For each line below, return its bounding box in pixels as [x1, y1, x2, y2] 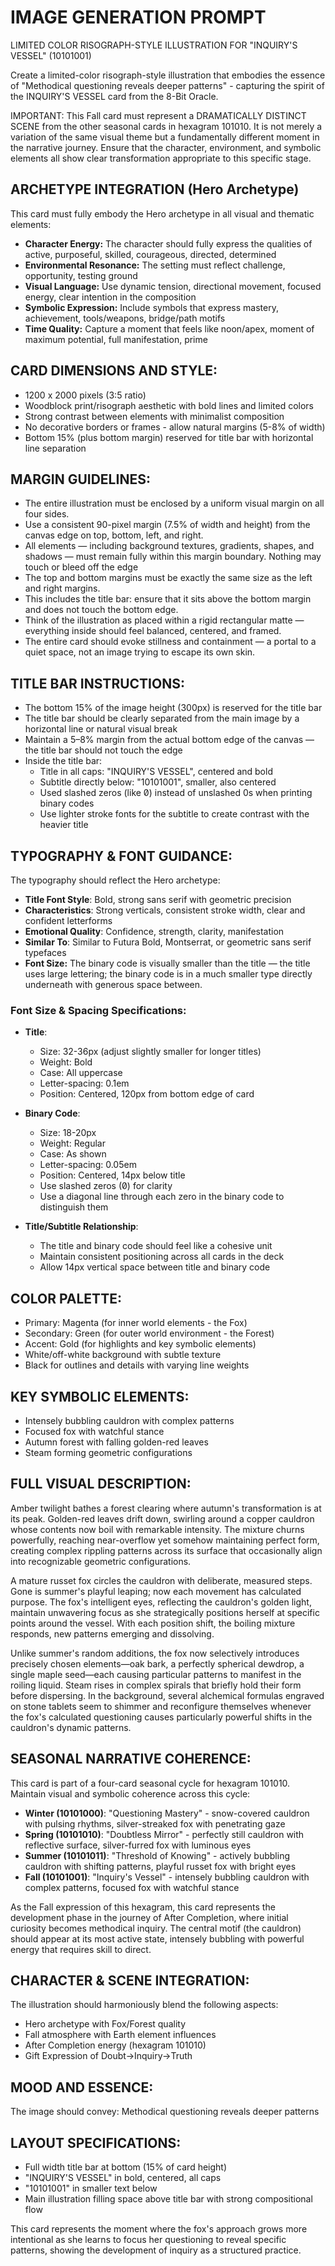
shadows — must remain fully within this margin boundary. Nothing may [24, 551, 322, 563]
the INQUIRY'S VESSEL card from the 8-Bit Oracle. [10, 90, 219, 102]
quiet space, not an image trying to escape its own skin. [24, 646, 256, 658]
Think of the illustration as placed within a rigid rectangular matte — [24, 614, 305, 626]
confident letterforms [24, 915, 113, 926]
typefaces [24, 947, 67, 958]
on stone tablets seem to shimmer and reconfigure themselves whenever [10, 1700, 312, 1712]
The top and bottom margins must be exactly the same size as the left [24, 572, 313, 584]
